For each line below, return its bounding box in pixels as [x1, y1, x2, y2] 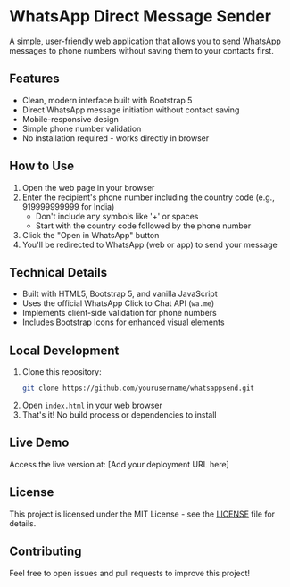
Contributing [9, 544, 82, 559]
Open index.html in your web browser [21, 400, 162, 411]
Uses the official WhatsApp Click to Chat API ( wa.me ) [21, 298, 215, 309]
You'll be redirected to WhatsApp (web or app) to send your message [21, 239, 278, 250]
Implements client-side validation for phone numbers [21, 308, 217, 318]
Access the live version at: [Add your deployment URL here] [9, 459, 229, 469]
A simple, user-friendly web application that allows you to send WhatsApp [9, 36, 281, 46]
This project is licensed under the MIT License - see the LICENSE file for [9, 508, 275, 519]
